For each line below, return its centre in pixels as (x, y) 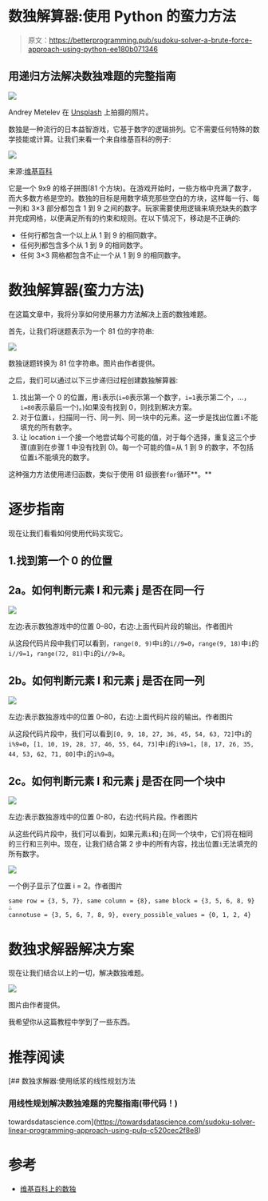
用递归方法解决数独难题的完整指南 (92, 76)
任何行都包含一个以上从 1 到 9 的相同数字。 (90, 235)
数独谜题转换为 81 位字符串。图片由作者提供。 (84, 363)
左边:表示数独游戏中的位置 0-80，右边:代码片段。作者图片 (103, 817)
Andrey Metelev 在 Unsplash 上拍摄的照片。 (81, 112)
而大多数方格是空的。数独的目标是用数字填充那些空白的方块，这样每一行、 (130, 198)
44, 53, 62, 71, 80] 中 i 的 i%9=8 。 (63, 754)
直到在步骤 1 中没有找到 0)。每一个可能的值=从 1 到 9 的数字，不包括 (141, 447)
